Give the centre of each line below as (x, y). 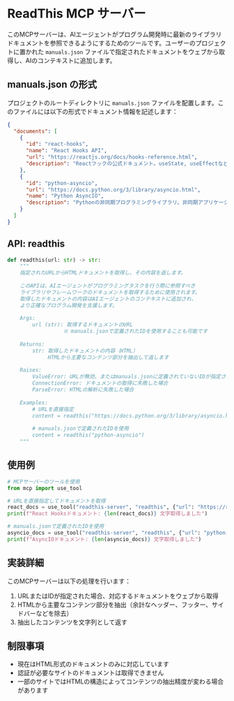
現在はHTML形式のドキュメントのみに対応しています (93, 664)
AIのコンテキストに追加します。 (71, 60)
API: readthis (36, 244)
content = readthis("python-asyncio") (88, 435)
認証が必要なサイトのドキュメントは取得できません (91, 673)
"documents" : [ (36, 131)
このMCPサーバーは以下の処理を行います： (69, 581)
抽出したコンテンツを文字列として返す (72, 622)
